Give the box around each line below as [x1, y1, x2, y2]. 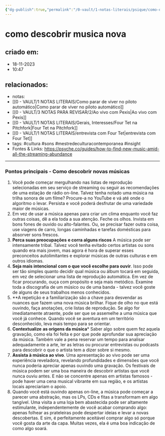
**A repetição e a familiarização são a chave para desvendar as [12, 294, 142, 301]
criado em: [5, 48, 39, 57]
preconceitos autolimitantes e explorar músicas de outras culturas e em [12, 252, 158, 259]
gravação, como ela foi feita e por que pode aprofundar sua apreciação [12, 331, 157, 337]
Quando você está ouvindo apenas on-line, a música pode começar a [12, 389, 153, 395]
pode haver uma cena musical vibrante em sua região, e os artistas [12, 378, 148, 384]
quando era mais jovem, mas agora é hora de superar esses [12, 247, 134, 253]
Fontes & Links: [12, 146, 43, 152]
